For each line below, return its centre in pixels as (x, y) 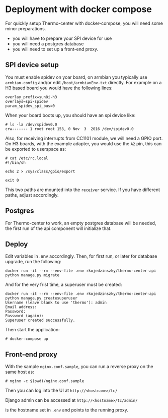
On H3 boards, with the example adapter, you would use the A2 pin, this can (83, 143)
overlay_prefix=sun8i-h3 (31, 97)
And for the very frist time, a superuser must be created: (64, 285)
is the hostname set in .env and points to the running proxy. (67, 410)
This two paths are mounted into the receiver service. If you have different (82, 190)
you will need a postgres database (48, 43)
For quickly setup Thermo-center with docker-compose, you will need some (84, 23)
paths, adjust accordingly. (32, 195)
